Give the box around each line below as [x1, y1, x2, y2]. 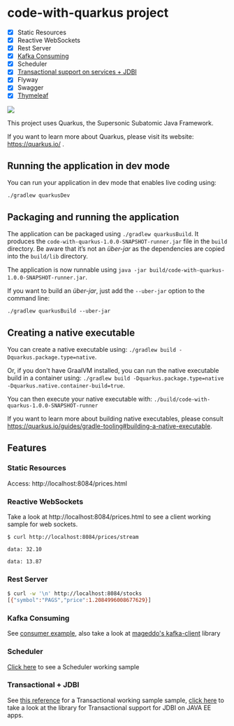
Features [7, 442, 47, 454]
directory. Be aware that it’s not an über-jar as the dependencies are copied [7, 245, 225, 253]
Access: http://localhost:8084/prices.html [7, 479, 128, 488]
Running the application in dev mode [7, 160, 170, 172]
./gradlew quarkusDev [7, 192, 71, 199]
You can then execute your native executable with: [7, 395, 152, 403]
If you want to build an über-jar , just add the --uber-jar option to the [7, 287, 205, 295]
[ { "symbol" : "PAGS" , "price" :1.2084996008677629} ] [7, 597, 152, 604]
